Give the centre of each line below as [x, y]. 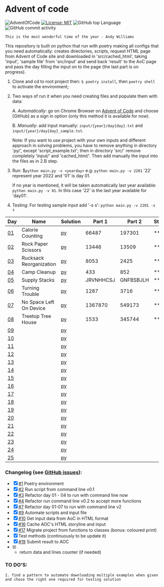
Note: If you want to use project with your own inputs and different [79, 140]
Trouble [31, 294]
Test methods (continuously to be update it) [62, 536]
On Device [34, 308]
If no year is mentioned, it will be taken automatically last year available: [84, 185]
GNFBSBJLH [134, 280]
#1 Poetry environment [41, 484]
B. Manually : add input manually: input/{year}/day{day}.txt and [77, 125]
